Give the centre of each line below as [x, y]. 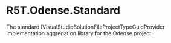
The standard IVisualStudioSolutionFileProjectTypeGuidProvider [85, 27]
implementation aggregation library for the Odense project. [79, 33]
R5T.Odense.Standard [63, 10]
